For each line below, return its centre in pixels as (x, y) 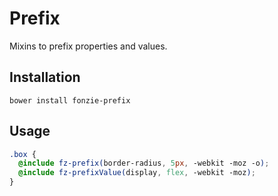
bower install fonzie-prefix (70, 100)
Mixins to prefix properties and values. (88, 46)
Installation (45, 77)
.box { (23, 154)
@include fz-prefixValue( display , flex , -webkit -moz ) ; (137, 173)
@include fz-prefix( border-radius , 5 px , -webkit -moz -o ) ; (144, 163)
